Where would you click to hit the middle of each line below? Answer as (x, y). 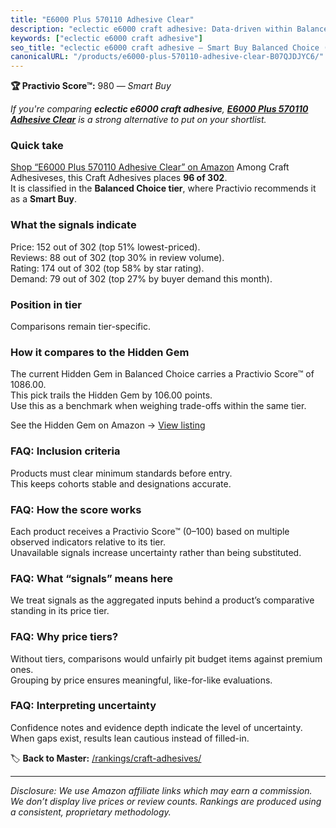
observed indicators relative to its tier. (88, 542)
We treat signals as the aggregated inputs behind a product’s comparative (162, 600)
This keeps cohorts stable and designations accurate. (121, 483)
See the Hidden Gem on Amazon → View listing (108, 425)
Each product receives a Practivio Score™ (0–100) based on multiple (150, 531)
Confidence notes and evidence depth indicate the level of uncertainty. (156, 727)
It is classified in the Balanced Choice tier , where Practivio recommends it (163, 188)
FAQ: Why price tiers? (64, 637)
